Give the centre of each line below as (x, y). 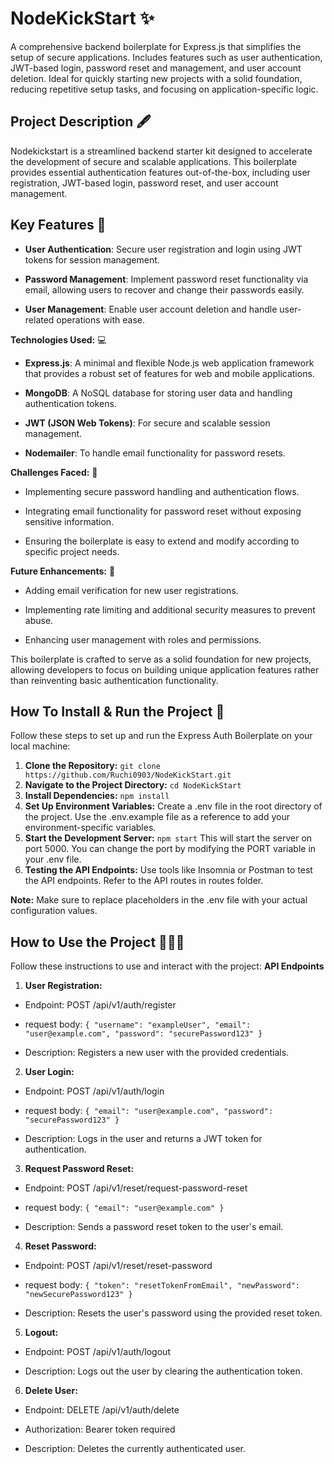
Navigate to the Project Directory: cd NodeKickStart (133, 785)
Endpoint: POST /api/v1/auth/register (100, 1005)
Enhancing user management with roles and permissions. (143, 639)
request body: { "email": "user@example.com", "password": (149, 1111)
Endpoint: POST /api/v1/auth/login (94, 1091)
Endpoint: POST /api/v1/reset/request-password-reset (136, 1188)
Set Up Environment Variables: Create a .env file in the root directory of (173, 806)
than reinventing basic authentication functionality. (114, 680)
